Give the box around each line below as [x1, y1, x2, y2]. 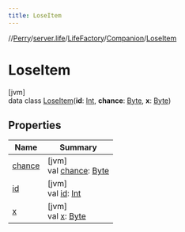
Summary [59, 142, 97, 153]
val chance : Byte [47, 165, 109, 177]
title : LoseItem [8, 11, 62, 20]
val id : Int [47, 188, 81, 199]
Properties [8, 118, 62, 131]
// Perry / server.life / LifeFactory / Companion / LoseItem [8, 33, 177, 43]
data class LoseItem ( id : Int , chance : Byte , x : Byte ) [8, 96, 172, 105]
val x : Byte [47, 211, 87, 222]
